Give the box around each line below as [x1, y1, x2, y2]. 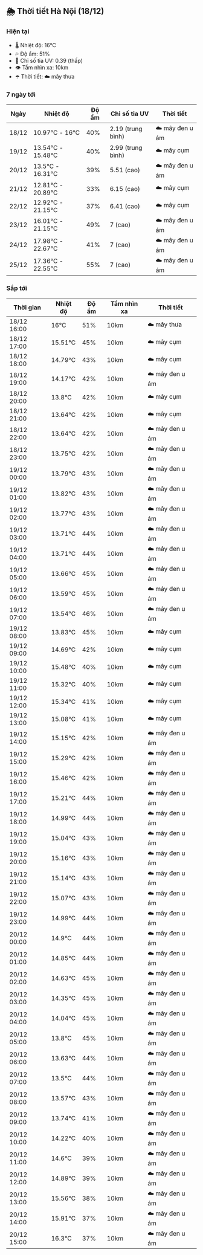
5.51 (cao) [109, 166, 141, 175]
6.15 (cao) [109, 184, 141, 193]
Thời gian [13, 303, 41, 312]
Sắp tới [6, 284, 27, 292]
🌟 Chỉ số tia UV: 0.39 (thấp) [14, 57, 83, 64]
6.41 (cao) [109, 202, 141, 210]
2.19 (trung [109, 124, 143, 133]
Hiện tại [6, 27, 30, 36]
